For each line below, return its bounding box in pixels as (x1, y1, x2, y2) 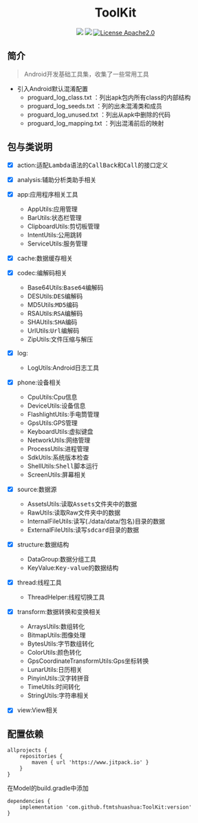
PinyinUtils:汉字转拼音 (27, 674, 89, 682)
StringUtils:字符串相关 (27, 691, 89, 700)
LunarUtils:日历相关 (27, 666, 82, 674)
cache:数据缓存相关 (16, 254, 74, 262)
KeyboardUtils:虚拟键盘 (27, 428, 94, 435)
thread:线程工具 (16, 578, 62, 587)
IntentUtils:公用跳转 (27, 230, 82, 239)
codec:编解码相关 (16, 268, 67, 277)
